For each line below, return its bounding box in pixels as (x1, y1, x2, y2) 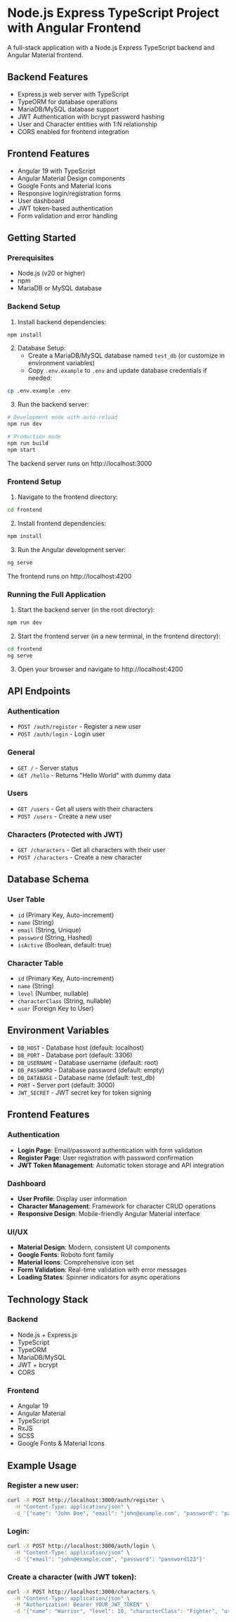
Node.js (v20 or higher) (17, 269, 86, 278)
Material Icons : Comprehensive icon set (17, 1258, 135, 1267)
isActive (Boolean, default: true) (17, 940, 112, 949)
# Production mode (7, 434, 61, 441)
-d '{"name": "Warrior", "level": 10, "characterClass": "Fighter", (13, 1608, 218, 1615)
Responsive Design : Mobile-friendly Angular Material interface (17, 1209, 200, 1217)
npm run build (7, 439, 49, 447)
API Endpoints (7, 685, 71, 697)
